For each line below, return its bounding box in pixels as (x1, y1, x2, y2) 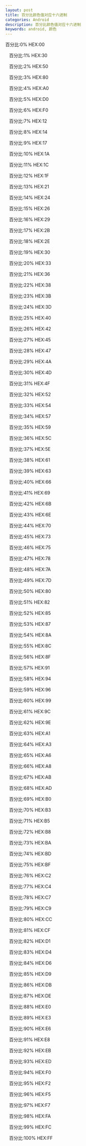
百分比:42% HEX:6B (9, 501, 52, 507)
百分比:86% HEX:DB (9, 982, 52, 988)
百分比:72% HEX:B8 (9, 829, 51, 835)
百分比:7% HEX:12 (9, 118, 48, 124)
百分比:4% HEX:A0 (9, 85, 49, 92)
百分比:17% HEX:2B (9, 227, 50, 234)
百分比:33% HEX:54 (9, 402, 51, 409)
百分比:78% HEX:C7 (9, 894, 51, 901)
